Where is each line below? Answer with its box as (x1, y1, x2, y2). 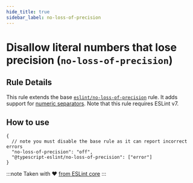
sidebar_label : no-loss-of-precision (6, 14, 101, 21)
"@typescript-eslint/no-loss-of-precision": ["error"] (11, 155, 153, 161)
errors (6, 144, 23, 150)
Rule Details (6, 77, 52, 88)
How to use (6, 117, 49, 127)
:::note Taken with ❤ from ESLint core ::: (6, 170, 107, 178)
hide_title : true (6, 8, 50, 15)
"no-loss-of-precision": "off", (11, 149, 93, 155)
